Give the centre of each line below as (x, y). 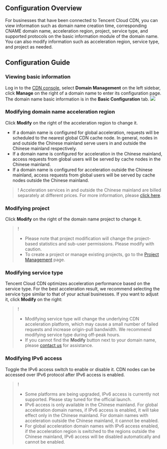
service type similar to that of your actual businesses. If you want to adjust (82, 294)
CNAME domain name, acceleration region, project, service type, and (77, 31)
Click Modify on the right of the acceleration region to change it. (71, 122)
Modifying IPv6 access (34, 358)
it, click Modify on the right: (34, 299)
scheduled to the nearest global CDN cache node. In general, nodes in (85, 137)
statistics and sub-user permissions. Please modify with (97, 244)
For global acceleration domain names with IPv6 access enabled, (92, 426)
